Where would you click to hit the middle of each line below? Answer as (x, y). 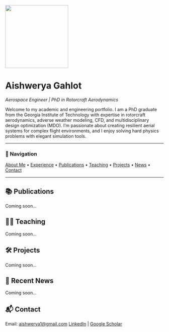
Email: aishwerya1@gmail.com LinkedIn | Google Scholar (64, 324)
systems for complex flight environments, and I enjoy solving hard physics (82, 131)
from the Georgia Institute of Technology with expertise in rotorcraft (75, 115)
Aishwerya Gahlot (44, 86)
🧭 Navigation (21, 154)
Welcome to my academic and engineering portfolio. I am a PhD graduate (81, 109)
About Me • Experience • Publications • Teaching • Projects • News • (78, 165)
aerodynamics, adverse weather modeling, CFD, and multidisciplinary (77, 120)
